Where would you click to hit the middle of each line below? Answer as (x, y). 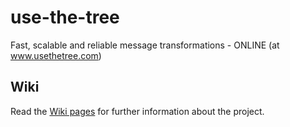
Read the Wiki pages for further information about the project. (137, 111)
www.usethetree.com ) (56, 55)
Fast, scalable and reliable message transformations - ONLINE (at (145, 45)
